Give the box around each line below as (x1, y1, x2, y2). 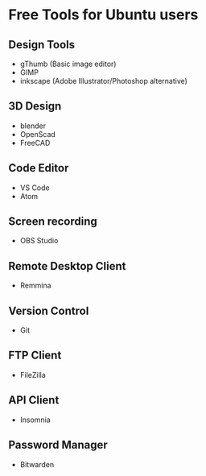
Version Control (8, 304, 89, 317)
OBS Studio (19, 236, 59, 246)
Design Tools (8, 38, 76, 52)
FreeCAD (19, 138, 51, 147)
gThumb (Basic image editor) (19, 59, 117, 68)
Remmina (19, 280, 51, 291)
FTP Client (8, 349, 62, 362)
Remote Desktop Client (8, 259, 126, 273)
